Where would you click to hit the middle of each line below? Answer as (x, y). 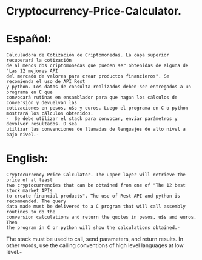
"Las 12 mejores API (32, 71)
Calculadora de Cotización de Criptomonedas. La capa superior (88, 55)
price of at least (29, 180)
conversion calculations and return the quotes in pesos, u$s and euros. (102, 217)
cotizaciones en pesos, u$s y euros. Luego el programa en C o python (97, 108)
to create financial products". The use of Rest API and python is (93, 196)
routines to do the (31, 212)
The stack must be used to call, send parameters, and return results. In (95, 239)
